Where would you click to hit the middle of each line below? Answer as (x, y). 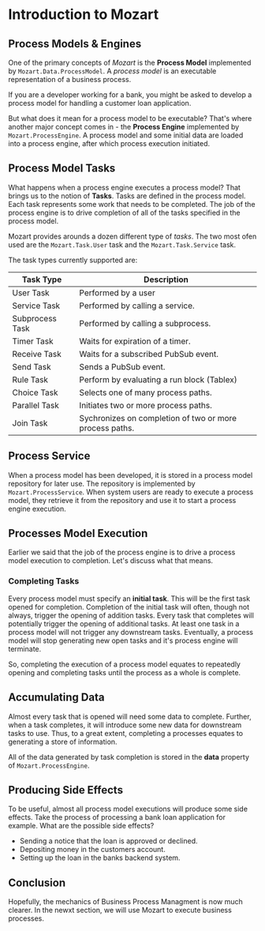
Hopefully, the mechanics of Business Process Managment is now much (125, 902)
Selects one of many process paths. (146, 392)
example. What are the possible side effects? (81, 826)
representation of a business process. (70, 79)
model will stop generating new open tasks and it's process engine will (123, 640)
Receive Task (37, 354)
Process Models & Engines (75, 44)
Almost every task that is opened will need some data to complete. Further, (130, 716)
